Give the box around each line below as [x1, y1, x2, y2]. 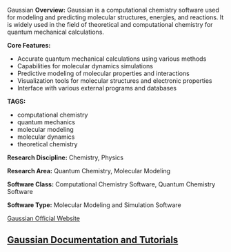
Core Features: [7, 41, 51, 49]
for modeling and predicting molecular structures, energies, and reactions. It [7, 13, 224, 21]
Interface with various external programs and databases [17, 84, 177, 92]
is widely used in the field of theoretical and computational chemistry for [7, 21, 213, 28]
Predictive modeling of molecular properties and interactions [17, 69, 190, 77]
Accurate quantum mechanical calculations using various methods [17, 55, 207, 63]
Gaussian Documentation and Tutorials [7, 234, 179, 246]
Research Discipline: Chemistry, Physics [7, 153, 124, 162]
